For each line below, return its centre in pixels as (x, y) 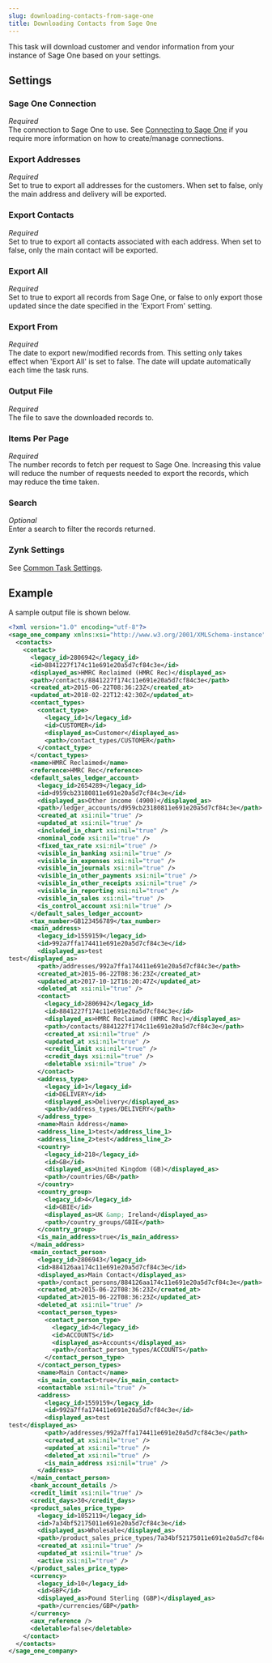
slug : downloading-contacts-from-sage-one (81, 16)
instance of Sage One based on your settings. (85, 55)
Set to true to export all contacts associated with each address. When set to (135, 241)
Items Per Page (39, 438)
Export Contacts (41, 215)
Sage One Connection (53, 104)
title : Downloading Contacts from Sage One (83, 23)
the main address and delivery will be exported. (88, 194)
